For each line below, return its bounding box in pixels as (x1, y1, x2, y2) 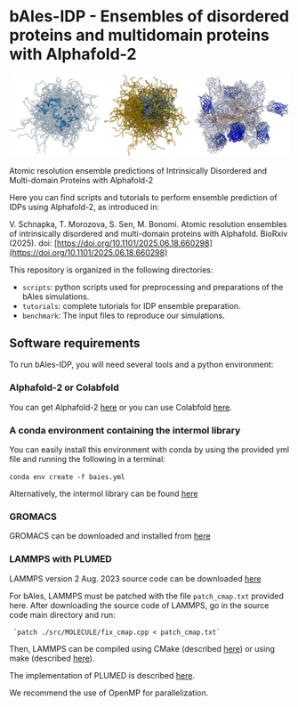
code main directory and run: (9, 609, 116, 620)
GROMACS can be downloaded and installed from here (9, 531, 211, 541)
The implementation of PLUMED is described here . (9, 670, 196, 680)
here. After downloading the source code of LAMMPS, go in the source (9, 599, 270, 611)
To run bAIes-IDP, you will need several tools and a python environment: (9, 359, 274, 370)
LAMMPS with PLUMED (9, 553, 113, 565)
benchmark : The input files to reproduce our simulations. (21, 310, 225, 321)
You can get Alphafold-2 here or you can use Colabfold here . (9, 402, 233, 412)
